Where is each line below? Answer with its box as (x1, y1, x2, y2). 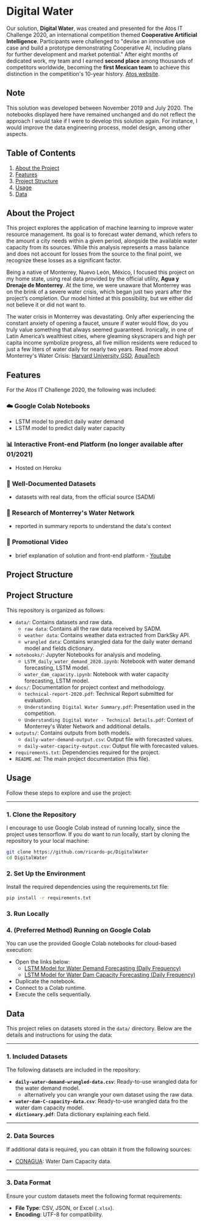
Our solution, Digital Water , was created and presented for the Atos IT (6, 25, 183, 32)
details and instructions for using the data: (6, 1031, 113, 1038)
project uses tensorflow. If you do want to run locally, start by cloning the (6, 830, 190, 837)
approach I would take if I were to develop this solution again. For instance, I (6, 117, 198, 124)
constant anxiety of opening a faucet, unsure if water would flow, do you (6, 320, 189, 327)
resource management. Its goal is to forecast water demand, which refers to (6, 231, 198, 238)
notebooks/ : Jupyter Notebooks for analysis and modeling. (15, 651, 162, 658)
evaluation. (24, 697, 52, 704)
